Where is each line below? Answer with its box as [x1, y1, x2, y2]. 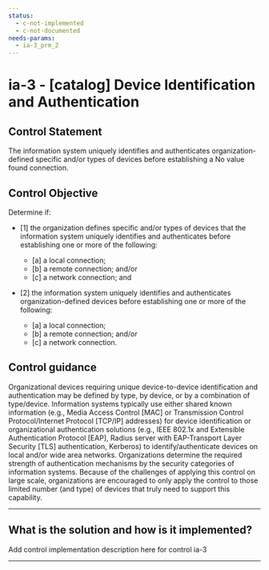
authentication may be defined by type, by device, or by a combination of [8, 390, 251, 400]
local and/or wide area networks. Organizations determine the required [8, 450, 243, 460]
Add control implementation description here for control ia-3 [8, 544, 207, 554]
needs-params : [8, 34, 56, 42]
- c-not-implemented [15, 19, 84, 27]
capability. [8, 492, 42, 502]
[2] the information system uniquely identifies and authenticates [19, 287, 231, 297]
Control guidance [8, 361, 98, 375]
